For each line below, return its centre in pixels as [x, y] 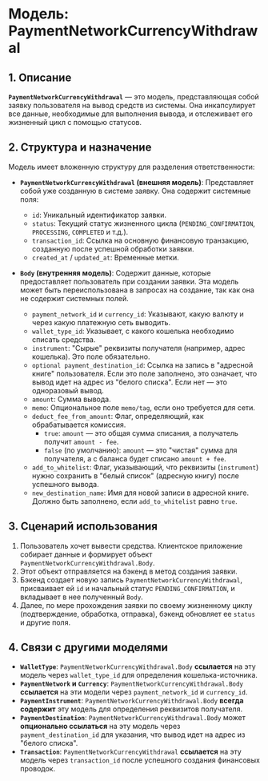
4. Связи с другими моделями [88, 648]
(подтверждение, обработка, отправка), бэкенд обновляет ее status [138, 614]
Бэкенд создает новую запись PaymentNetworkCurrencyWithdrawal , [131, 580]
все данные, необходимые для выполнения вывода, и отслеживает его [131, 114]
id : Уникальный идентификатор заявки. [99, 215]
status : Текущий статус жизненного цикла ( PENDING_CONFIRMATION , [144, 223]
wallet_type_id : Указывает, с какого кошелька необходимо [133, 331]
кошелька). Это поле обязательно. [91, 356]
